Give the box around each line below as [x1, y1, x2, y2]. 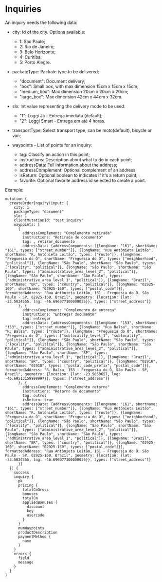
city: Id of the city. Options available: [12, 29, 86, 35]
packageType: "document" [14, 209, 64, 214]
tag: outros [22, 393, 47, 398]
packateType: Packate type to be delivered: [12, 68, 99, 74]
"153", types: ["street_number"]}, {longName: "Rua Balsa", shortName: [5, 324, 153, 329]
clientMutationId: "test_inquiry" [14, 217, 84, 223]
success [14, 470, 29, 475]
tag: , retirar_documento [22, 239, 75, 244]
